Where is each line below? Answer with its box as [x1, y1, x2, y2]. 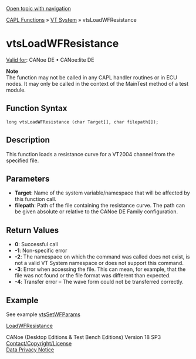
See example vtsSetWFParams [6, 311, 81, 318]
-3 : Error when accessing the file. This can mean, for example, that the [14, 266, 186, 273]
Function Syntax [6, 103, 67, 113]
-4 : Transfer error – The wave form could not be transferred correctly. [14, 279, 184, 286]
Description [6, 135, 50, 145]
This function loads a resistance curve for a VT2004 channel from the [6, 150, 175, 157]
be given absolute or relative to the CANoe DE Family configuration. [14, 208, 178, 215]
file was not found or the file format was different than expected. [14, 272, 171, 279]
